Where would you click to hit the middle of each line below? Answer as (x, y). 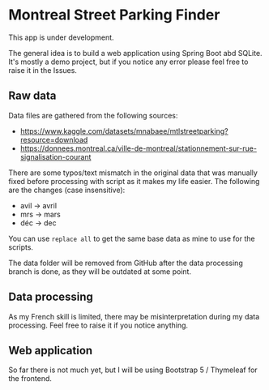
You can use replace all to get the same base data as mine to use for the (132, 238)
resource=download (54, 139)
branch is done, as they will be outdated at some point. (100, 271)
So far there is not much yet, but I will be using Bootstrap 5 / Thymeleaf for (133, 370)
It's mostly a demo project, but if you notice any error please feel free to (128, 62)
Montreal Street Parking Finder (114, 15)
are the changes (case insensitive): (67, 190)
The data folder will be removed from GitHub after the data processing (126, 263)
